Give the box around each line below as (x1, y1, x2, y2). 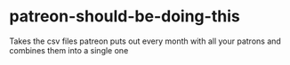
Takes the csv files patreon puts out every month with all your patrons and (9, 36, 282, 46)
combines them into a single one (9, 45, 129, 55)
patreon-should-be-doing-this (9, 6, 240, 27)
